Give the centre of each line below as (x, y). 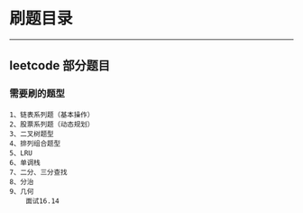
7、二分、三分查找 (38, 172)
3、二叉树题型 (32, 134)
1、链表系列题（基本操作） (52, 115)
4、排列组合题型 (35, 144)
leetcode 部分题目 (60, 65)
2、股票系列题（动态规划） (52, 124)
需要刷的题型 (37, 94)
